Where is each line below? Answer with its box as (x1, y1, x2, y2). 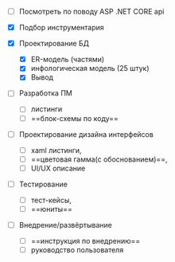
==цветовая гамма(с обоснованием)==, (30, 154, 168, 164)
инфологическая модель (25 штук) (30, 64, 150, 73)
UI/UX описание (30, 163, 86, 173)
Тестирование (18, 179, 68, 189)
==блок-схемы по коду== (30, 113, 119, 123)
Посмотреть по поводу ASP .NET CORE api (18, 7, 165, 16)
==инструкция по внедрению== (30, 237, 141, 246)
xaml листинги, (30, 145, 82, 154)
